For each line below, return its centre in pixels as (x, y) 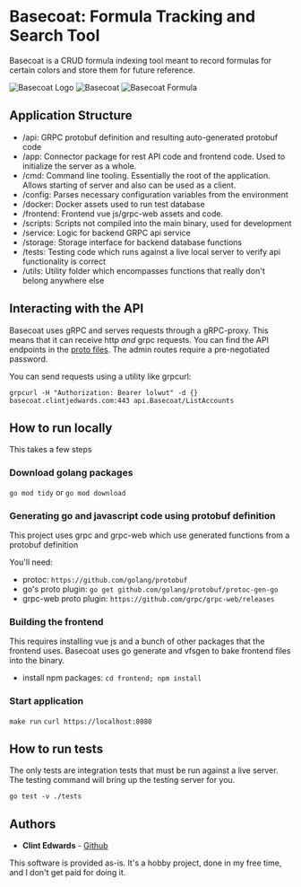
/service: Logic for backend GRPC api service (106, 233)
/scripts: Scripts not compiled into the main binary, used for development (157, 223)
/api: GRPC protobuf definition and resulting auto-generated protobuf (150, 137)
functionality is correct (64, 261)
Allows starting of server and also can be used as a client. (129, 185)
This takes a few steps (51, 450)
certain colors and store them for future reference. (102, 70)
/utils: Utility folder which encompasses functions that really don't (144, 270)
